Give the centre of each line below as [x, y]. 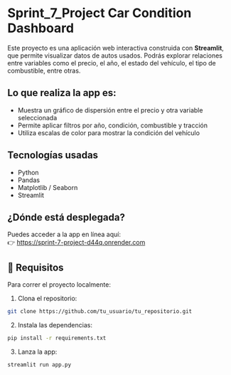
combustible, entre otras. [44, 70]
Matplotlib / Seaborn [48, 187]
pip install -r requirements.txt [57, 338]
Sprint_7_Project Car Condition [100, 13]
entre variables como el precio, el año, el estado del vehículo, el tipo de [112, 63]
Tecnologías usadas [53, 155]
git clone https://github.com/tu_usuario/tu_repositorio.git [100, 312]
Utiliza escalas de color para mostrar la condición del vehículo [109, 132]
